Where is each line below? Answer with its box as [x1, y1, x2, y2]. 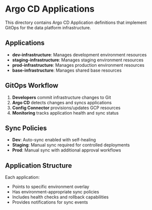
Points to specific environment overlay [12, 184, 89, 190]
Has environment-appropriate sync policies [12, 189, 99, 195]
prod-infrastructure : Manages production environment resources [12, 62, 145, 68]
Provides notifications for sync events [12, 199, 88, 205]
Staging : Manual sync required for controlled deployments [12, 142, 130, 148]
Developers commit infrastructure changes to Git [12, 94, 111, 100]
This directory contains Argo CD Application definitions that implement [5, 19, 147, 25]
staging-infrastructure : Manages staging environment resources [12, 57, 144, 63]
